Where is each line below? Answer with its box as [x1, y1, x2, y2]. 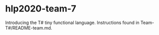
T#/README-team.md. [5, 24, 53, 30]
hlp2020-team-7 [5, 3, 77, 14]
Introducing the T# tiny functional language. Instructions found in [5, 19, 139, 25]
